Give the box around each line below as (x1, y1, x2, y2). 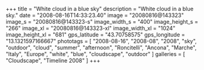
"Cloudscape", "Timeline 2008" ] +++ (5, 57, 101, 64)
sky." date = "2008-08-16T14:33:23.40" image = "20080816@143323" (5, 12, 184, 19)
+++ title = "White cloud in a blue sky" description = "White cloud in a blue (5, 5, 194, 12)
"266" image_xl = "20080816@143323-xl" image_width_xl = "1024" (5, 24, 175, 32)
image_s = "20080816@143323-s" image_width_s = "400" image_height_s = (5, 18, 199, 25)
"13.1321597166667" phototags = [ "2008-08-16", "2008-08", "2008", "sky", (5, 38, 197, 44)
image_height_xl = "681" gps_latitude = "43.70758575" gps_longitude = (5, 31, 186, 38)
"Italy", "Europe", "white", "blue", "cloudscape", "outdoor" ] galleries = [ (5, 51, 186, 57)
